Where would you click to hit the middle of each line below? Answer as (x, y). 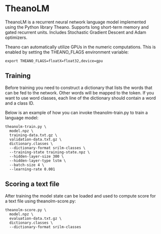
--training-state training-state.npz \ (50, 152)
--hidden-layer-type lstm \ (38, 161)
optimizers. (16, 37)
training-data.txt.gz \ (33, 135)
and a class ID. (20, 103)
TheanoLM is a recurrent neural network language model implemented (76, 22)
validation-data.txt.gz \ (36, 139)
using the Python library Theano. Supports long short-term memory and (77, 27)
